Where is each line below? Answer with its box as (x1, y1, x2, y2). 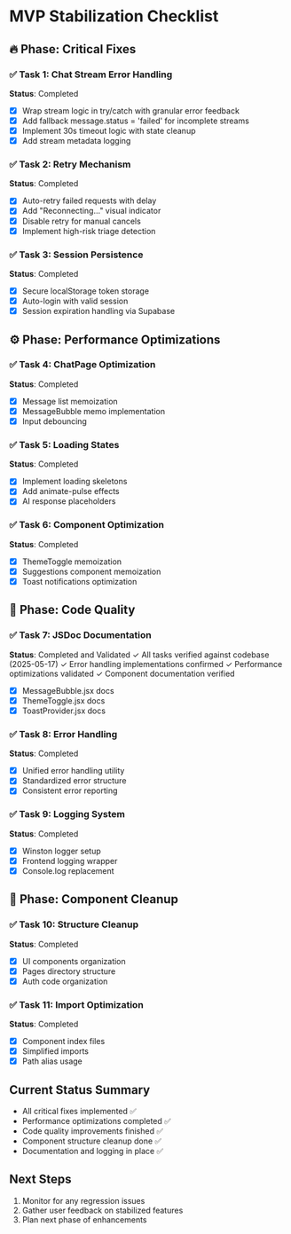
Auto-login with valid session (21, 295, 129, 307)
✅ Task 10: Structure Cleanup (9, 918, 139, 931)
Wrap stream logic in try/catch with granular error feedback (21, 105, 240, 116)
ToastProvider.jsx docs (21, 705, 106, 716)
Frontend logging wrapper (21, 855, 118, 866)
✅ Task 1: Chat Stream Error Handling (9, 68, 173, 81)
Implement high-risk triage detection (21, 225, 156, 236)
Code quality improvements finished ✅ (21, 1126, 164, 1136)
